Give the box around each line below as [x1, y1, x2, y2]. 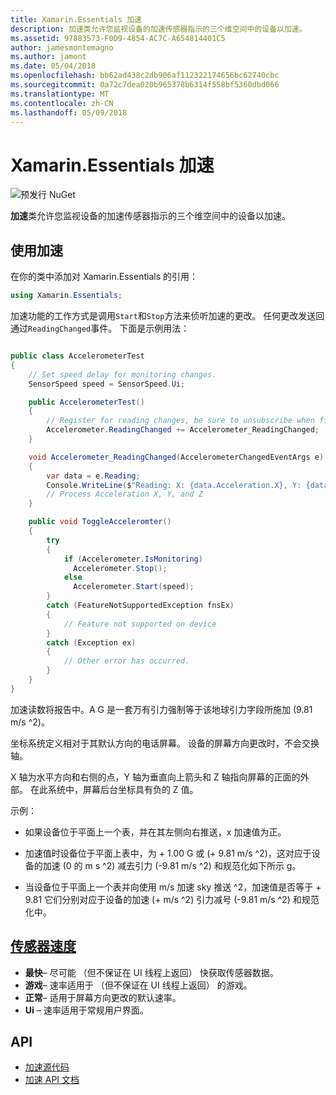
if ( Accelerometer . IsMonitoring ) [63, 554, 203, 564]
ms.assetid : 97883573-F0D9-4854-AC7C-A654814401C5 [10, 33, 226, 43]
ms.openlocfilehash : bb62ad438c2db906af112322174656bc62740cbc [10, 71, 280, 81]
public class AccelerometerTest [10, 351, 145, 361]
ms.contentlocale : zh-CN [10, 98, 114, 108]
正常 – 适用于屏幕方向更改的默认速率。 [24, 991, 182, 1003]
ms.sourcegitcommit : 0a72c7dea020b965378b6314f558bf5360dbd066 [10, 80, 280, 90]
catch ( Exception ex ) [46, 637, 137, 648]
